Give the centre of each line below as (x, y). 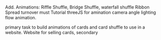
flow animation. (21, 18)
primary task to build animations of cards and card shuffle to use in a (75, 27)
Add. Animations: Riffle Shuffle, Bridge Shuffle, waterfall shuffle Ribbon (77, 7)
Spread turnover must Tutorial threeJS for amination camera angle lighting (81, 12)
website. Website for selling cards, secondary (52, 32)
